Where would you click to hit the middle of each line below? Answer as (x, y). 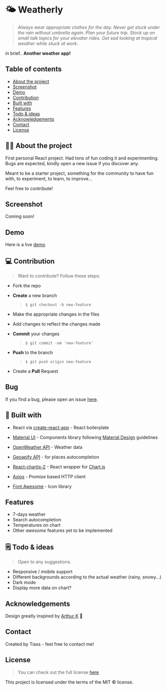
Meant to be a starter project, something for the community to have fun (79, 173)
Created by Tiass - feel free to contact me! (50, 644)
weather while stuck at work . (48, 43)
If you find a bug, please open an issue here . (52, 399)
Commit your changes (36, 334)
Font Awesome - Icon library (42, 486)
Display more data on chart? (42, 588)
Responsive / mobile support (43, 572)
